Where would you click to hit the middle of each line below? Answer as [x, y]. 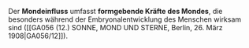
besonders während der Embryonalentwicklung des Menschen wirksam [125, 19]
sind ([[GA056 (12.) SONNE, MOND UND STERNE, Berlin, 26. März [115, 27]
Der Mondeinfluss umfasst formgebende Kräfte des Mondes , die [115, 11]
